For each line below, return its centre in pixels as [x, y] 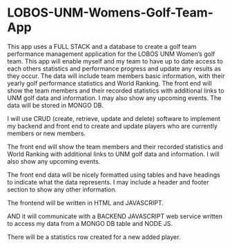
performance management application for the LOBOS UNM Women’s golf [111, 54]
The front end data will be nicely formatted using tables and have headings [114, 175]
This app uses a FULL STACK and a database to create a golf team [102, 46]
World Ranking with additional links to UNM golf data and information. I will [113, 154]
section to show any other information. [62, 189]
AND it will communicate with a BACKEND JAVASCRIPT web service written [115, 216]
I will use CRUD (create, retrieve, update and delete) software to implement [114, 118]
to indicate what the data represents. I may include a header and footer [108, 182]
